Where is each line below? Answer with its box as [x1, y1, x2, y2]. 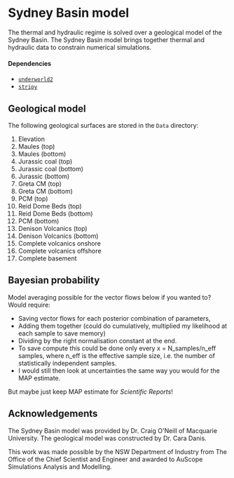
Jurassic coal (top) [18, 157, 73, 166]
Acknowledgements [8, 408, 98, 420]
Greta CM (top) [18, 179, 62, 187]
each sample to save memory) [18, 328, 106, 338]
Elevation [18, 135, 45, 143]
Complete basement [18, 254, 77, 263]
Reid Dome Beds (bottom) [18, 209, 93, 218]
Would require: [8, 300, 51, 309]
